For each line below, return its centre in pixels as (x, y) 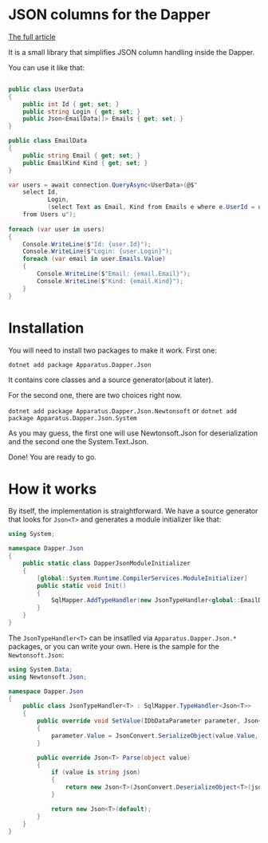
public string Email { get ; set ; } (82, 156)
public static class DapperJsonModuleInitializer (107, 564)
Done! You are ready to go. (53, 457)
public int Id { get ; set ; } (71, 104)
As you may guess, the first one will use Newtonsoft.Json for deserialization (133, 433)
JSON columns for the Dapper (109, 15)
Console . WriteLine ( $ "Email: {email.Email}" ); (114, 274)
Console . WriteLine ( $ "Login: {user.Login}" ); (98, 252)
